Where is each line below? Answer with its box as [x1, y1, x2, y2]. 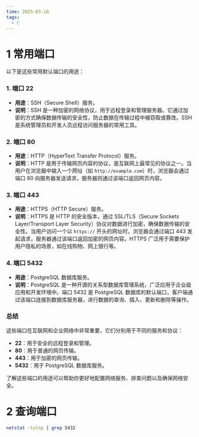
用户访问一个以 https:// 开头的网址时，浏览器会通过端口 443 [35, 228, 186, 235]
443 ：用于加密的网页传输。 [14, 354, 83, 361]
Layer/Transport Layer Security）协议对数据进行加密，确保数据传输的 [14, 221, 185, 228]
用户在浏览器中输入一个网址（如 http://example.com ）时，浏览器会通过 [14, 167, 189, 174]
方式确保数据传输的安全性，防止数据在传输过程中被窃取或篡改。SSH [25, 114, 192, 121]
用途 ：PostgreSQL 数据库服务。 [14, 273, 93, 281]
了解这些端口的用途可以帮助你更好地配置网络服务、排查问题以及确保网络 [6, 374, 183, 381]
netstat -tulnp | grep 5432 [6, 425, 76, 431]
